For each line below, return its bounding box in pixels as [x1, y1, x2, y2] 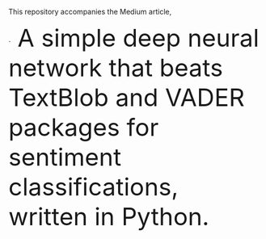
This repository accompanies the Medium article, [8, 7, 172, 16]
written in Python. [8, 201, 210, 232]
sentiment [8, 141, 122, 172]
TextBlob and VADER [8, 82, 245, 112]
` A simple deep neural [8, 23, 260, 53]
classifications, [8, 171, 179, 202]
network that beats [8, 52, 224, 83]
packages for [8, 112, 159, 142]
